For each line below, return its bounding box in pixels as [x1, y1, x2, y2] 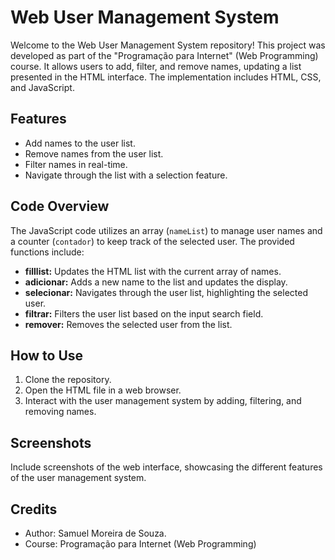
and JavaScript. [10, 81, 75, 93]
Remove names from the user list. [24, 147, 164, 160]
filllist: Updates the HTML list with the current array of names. [24, 265, 282, 277]
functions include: [10, 246, 85, 258]
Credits [10, 501, 58, 518]
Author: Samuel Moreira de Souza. [24, 527, 167, 539]
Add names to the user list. [24, 137, 136, 149]
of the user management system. [10, 472, 147, 484]
